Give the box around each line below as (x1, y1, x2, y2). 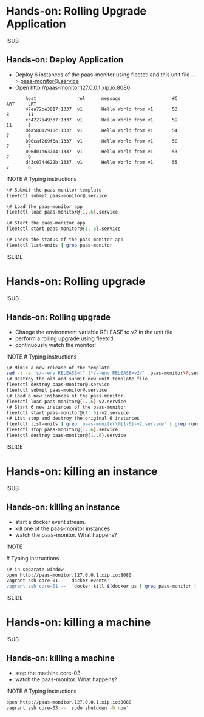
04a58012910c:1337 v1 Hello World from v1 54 (25, 127, 178, 133)
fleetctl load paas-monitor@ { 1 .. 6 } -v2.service (6, 399, 126, 405)
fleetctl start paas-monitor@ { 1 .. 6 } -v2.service (6, 409, 129, 416)
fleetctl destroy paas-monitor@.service (6, 382, 110, 388)
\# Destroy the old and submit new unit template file (6, 376, 148, 382)
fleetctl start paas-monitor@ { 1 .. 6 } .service (6, 226, 121, 232)
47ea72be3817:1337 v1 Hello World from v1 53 (25, 106, 178, 112)
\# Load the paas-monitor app (6, 203, 83, 210)
